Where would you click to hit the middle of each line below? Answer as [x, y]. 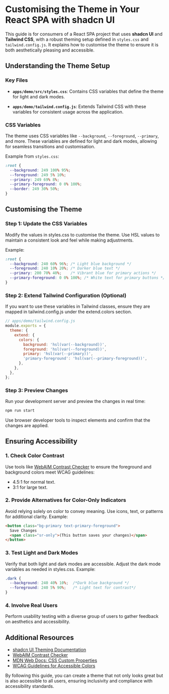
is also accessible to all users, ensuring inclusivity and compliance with [79, 681]
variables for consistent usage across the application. [68, 111]
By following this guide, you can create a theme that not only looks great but [84, 676]
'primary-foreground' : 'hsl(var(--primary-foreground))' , [85, 359]
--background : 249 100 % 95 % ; [40, 170]
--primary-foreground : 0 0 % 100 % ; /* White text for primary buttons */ [88, 278]
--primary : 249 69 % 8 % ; [34, 180]
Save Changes [23, 531]
